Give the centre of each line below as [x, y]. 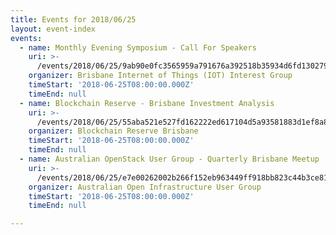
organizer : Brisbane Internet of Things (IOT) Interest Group [160, 76]
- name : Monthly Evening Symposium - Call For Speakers [138, 47]
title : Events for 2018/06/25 [73, 19]
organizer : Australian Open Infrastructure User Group [145, 187]
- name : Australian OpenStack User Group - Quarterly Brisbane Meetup [169, 159]
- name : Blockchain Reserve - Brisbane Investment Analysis [147, 103]
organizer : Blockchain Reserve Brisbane [113, 131]
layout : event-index [53, 29]
